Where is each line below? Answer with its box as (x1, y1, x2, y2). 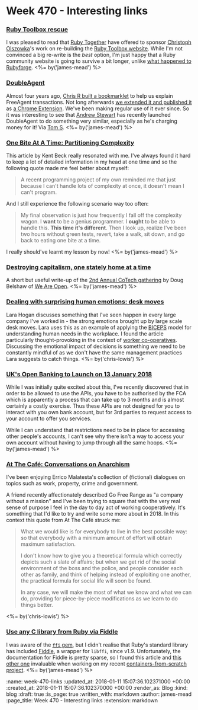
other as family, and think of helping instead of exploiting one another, (20, 571, 191, 578)
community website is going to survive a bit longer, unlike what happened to (6, 57, 192, 65)
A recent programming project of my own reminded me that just (20, 176, 176, 183)
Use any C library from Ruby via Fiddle (6, 628, 118, 636)
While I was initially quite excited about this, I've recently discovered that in (6, 383, 189, 391)
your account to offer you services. (6, 415, 92, 422)
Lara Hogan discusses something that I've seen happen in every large (6, 311, 176, 318)
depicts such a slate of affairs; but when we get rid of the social (20, 558, 176, 565)
